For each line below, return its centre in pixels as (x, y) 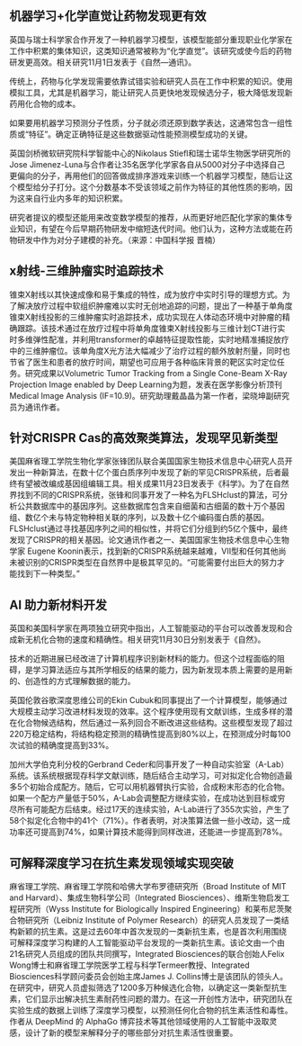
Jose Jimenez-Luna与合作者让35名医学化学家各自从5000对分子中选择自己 (147, 164)
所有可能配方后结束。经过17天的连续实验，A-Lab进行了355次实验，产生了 (153, 809)
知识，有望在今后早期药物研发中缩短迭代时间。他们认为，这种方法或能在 (151, 229)
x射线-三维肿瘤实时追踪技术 (87, 271)
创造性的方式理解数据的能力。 (80, 681)
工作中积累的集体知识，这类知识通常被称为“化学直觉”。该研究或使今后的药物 (151, 50)
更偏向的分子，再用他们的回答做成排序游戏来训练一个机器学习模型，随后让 (147, 176)
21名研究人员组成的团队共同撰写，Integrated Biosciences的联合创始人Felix (147, 954)
